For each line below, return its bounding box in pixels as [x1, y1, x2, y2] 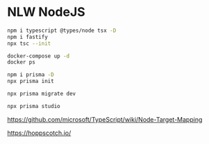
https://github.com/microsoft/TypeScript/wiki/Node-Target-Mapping [7, 115, 203, 123]
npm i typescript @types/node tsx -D [7, 27, 117, 34]
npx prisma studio [7, 102, 60, 109]
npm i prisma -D [7, 71, 54, 78]
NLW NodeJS [7, 4, 85, 20]
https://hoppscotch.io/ [7, 129, 72, 137]
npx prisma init [7, 78, 54, 85]
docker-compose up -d [7, 53, 70, 60]
